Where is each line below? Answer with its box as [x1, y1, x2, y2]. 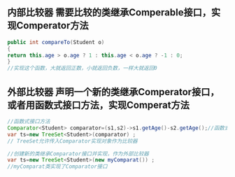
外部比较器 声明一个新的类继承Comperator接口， [7, 86, 220, 98]
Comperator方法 [16, 20, 89, 31]
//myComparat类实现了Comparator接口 [7, 163, 108, 170]
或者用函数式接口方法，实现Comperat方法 [7, 99, 190, 111]
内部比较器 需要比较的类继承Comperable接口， [7, 6, 212, 19]
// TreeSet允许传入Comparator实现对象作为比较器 [7, 137, 138, 145]
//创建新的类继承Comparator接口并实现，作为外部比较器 [7, 150, 149, 157]
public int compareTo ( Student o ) [7, 38, 105, 45]
